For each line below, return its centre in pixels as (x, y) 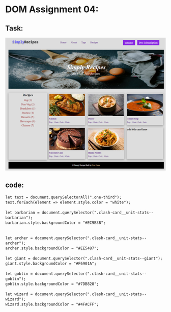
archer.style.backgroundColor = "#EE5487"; (52, 248)
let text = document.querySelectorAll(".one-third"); (64, 197)
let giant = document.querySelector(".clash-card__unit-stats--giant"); (84, 258)
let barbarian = (22, 213)
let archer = (19, 238)
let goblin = (19, 274)
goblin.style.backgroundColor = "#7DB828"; (52, 284)
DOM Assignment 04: (52, 9)
